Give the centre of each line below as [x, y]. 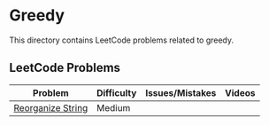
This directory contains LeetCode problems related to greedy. [122, 40]
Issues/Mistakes [181, 92]
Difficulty [116, 92]
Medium [113, 107]
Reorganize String [51, 107]
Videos [240, 92]
